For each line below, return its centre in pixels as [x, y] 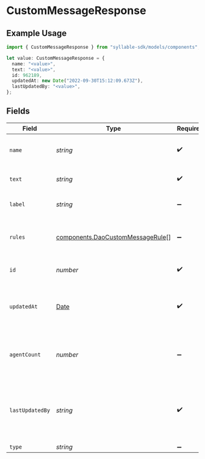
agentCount [25, 354]
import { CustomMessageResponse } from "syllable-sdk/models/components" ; [103, 47]
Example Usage [37, 33]
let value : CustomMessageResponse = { [56, 58]
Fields [18, 111]
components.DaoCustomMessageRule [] [113, 237]
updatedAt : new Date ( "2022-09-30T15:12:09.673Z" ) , [77, 81]
